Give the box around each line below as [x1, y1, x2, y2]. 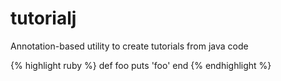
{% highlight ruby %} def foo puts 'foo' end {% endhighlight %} [10, 59, 272, 71]
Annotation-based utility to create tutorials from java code [10, 40, 249, 52]
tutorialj [10, 7, 77, 30]
